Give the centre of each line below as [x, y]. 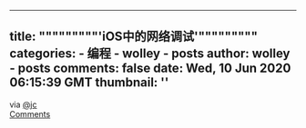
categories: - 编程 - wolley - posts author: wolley [150, 54]
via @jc [23, 104]
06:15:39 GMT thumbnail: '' [89, 83]
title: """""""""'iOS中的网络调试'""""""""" [133, 37]
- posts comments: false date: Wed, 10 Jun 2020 [150, 69]
